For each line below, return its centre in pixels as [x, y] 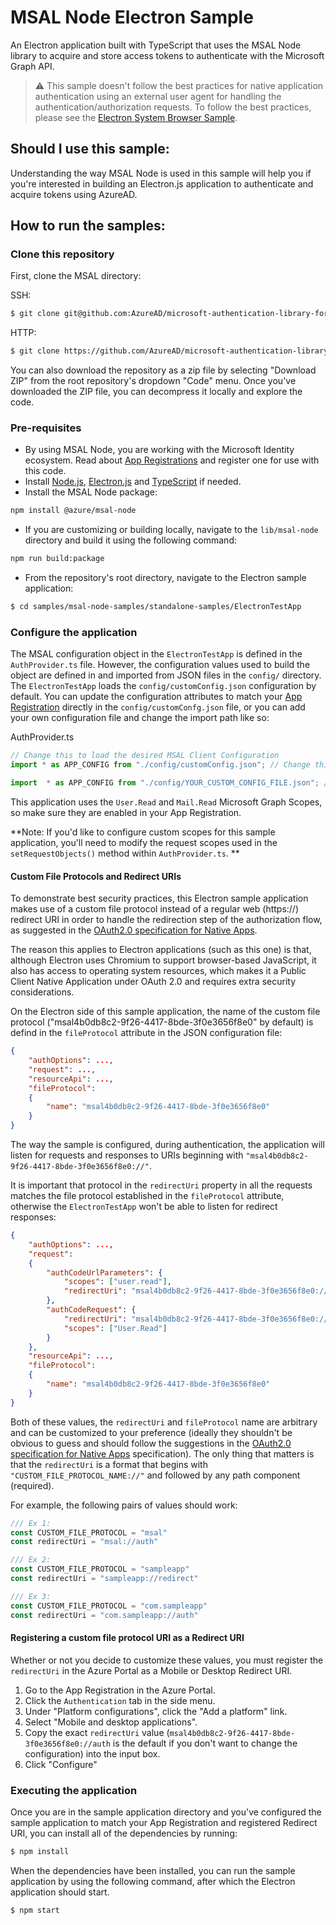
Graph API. [32, 66]
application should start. [60, 1892]
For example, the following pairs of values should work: [124, 1505]
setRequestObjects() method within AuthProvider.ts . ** [125, 853]
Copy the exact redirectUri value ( [97, 1732]
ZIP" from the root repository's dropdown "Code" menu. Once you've [153, 381]
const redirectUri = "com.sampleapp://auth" [104, 1615]
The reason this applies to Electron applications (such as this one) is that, [161, 950]
